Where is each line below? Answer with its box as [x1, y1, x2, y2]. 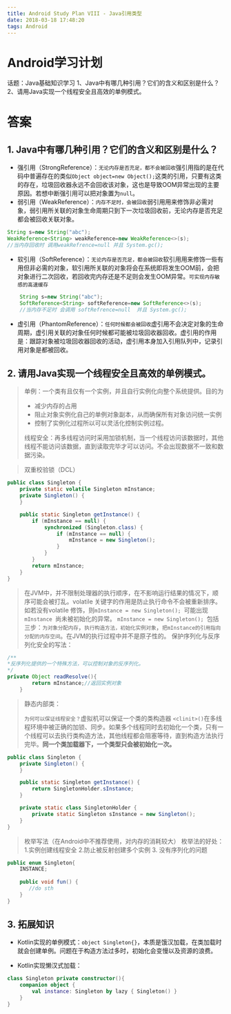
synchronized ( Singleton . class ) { [43, 524, 143, 531]
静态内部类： [23, 699, 61, 708]
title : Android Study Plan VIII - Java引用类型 [7, 10, 143, 17]
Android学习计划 [7, 54, 103, 70]
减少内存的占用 [34, 401, 77, 410]
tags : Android [7, 23, 48, 30]
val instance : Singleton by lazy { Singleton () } [32, 988, 177, 995]
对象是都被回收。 [23, 346, 72, 354]
